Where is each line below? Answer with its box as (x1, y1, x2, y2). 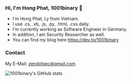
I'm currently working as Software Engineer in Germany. (12, 26, 128, 32)
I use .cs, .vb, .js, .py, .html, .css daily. (12, 21, 90, 27)
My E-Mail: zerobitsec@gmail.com (5, 61, 76, 67)
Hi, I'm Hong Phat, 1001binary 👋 (5, 4, 83, 11)
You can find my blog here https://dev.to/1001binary (12, 37, 119, 43)
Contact (5, 49, 25, 56)
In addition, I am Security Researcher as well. (12, 32, 105, 38)
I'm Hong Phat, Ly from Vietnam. (12, 16, 79, 22)
